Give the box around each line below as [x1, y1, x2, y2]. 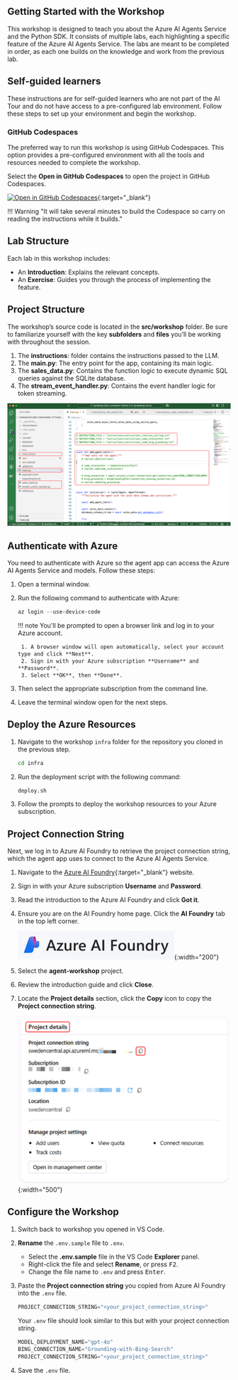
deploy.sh [17, 787, 47, 794]
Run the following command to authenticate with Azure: [17, 593, 180, 602]
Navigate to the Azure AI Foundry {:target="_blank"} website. [17, 868, 195, 876]
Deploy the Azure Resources [7, 719, 136, 731]
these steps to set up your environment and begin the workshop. [7, 109, 196, 118]
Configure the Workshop [7, 1206, 119, 1218]
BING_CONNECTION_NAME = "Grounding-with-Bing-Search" [17, 1346, 174, 1353]
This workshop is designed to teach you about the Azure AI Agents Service [7, 24, 227, 33]
